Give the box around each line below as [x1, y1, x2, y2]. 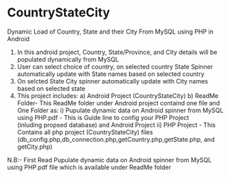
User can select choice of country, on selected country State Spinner [16, 62, 214, 71]
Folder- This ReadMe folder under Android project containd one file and [16, 99, 220, 107]
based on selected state [16, 84, 86, 92]
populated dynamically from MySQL [16, 55, 119, 63]
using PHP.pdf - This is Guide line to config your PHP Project [16, 113, 189, 121]
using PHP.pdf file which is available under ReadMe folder [7, 163, 172, 171]
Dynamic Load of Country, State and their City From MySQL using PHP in [7, 27, 214, 36]
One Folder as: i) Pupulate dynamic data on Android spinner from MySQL [16, 106, 224, 114]
